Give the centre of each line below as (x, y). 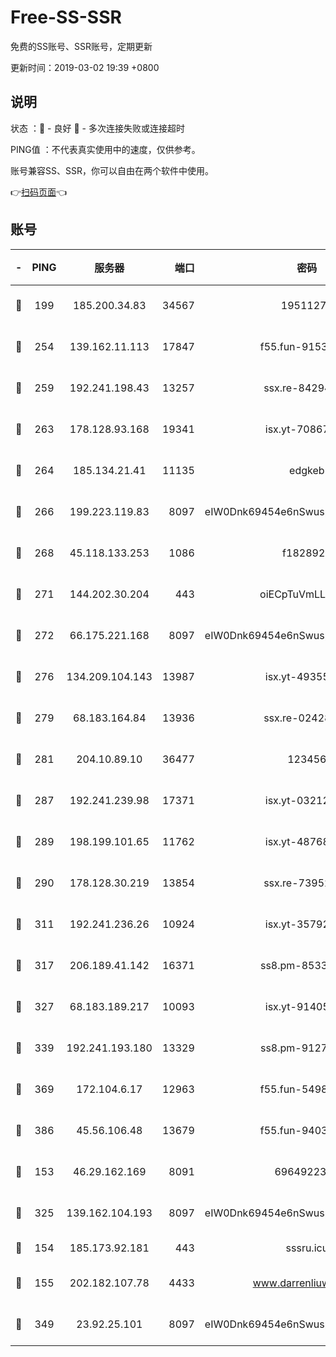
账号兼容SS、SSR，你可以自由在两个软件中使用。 (112, 170)
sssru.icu (307, 1248)
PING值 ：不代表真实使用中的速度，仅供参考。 (105, 149)
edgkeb (307, 470)
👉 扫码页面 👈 (39, 192)
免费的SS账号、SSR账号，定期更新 (81, 46)
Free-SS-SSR (66, 17)
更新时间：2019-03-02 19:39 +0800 (85, 67)
